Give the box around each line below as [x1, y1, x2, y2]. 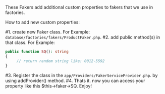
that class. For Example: [5, 39, 55, 45]
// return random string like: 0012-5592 [16, 58, 105, 63]
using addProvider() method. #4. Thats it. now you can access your [5, 77, 145, 83]
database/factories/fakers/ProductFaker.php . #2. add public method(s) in [5, 34, 160, 40]
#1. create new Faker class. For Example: [5, 29, 90, 34]
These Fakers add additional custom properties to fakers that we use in [5, 4, 153, 10]
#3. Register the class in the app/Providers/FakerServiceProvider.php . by [5, 72, 158, 78]
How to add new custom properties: [5, 19, 80, 25]
